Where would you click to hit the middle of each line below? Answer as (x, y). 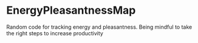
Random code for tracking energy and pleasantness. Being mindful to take (99, 27)
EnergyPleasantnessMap (71, 10)
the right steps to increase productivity (55, 33)
